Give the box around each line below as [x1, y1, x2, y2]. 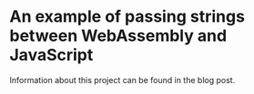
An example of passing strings [9, 6, 246, 27]
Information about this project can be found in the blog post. [9, 74, 236, 85]
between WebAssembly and [9, 25, 228, 46]
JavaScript [9, 45, 94, 65]
